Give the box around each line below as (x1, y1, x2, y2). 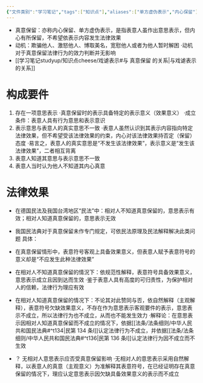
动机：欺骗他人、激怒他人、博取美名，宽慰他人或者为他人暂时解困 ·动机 (14, 41, 193, 49)
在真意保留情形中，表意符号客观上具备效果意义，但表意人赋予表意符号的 (14, 248, 195, 255)
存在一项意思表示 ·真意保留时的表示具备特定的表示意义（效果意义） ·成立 (14, 109, 196, 116)
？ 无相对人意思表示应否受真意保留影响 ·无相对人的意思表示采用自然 (14, 354, 184, 362)
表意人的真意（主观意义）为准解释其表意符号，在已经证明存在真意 (31, 362, 195, 370)
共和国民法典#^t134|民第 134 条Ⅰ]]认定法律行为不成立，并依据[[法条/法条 (14, 327, 195, 334)
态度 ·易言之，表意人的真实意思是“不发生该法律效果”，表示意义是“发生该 (14, 139, 195, 146)
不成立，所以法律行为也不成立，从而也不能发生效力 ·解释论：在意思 (20, 311, 188, 319)
